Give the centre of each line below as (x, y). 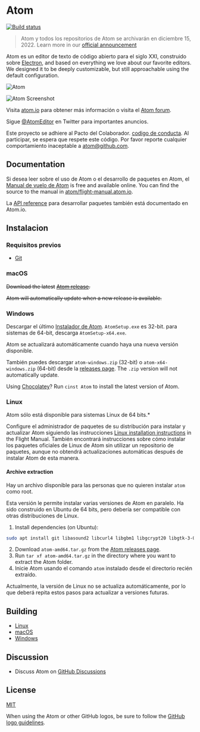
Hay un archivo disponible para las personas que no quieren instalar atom (96, 485)
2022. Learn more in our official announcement (79, 45)
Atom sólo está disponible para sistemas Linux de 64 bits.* (78, 415)
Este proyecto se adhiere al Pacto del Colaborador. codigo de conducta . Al (98, 133)
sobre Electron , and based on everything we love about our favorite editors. (99, 63)
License (21, 690)
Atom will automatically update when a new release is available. (84, 298)
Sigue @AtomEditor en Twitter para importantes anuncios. (77, 121)
